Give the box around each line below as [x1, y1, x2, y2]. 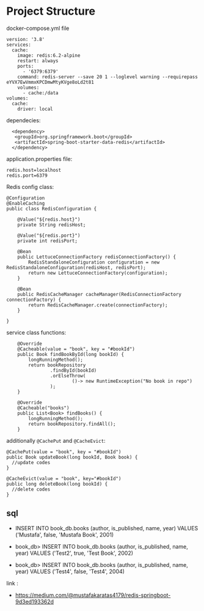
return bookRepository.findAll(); [28, 421, 116, 427]
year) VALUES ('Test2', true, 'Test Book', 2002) [15, 549, 133, 557]
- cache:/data [22, 90, 59, 96]
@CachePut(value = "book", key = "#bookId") [6, 448, 122, 455]
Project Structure [6, 4, 96, 18]
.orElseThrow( [49, 372, 86, 379]
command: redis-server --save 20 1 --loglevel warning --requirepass [17, 73, 199, 80]
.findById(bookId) [49, 367, 97, 374]
